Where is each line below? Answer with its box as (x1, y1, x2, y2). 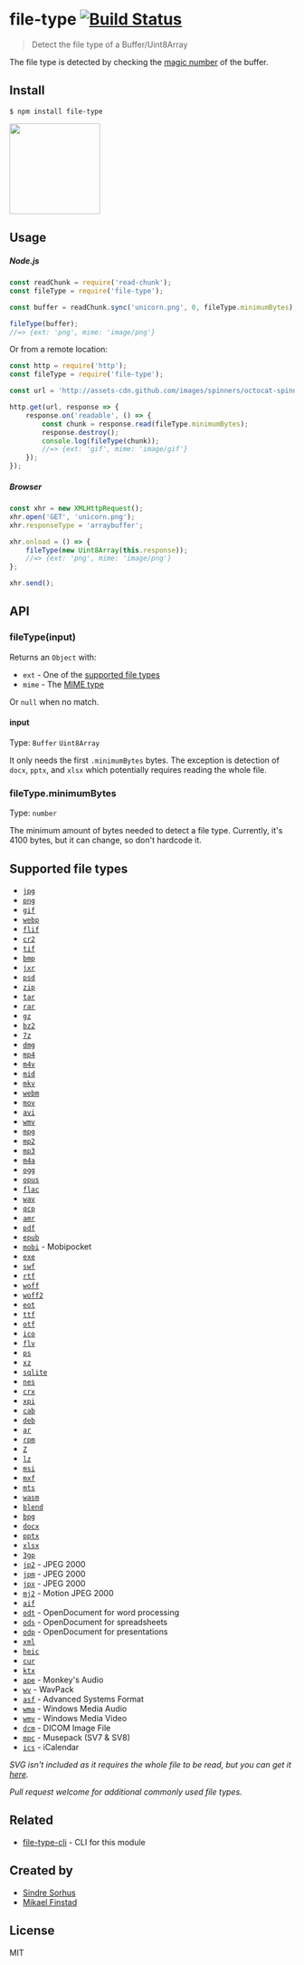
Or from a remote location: (9, 344, 109, 355)
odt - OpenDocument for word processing (22, 1607, 180, 1618)
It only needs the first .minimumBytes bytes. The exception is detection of (9, 755, 280, 766)
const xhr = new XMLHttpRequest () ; (9, 504, 144, 514)
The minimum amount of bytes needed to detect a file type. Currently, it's (9, 825, 283, 836)
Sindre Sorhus (22, 1887, 76, 1898)
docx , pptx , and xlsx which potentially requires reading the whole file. (9, 764, 267, 775)
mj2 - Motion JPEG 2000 (22, 1588, 114, 1599)
